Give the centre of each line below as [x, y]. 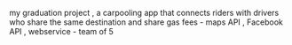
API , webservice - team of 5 [61, 31]
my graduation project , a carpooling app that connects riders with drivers [144, 13]
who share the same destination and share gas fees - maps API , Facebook [146, 22]
